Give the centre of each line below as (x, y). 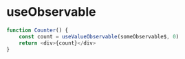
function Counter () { (37, 30)
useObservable (51, 12)
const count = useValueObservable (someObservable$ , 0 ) (99, 36)
